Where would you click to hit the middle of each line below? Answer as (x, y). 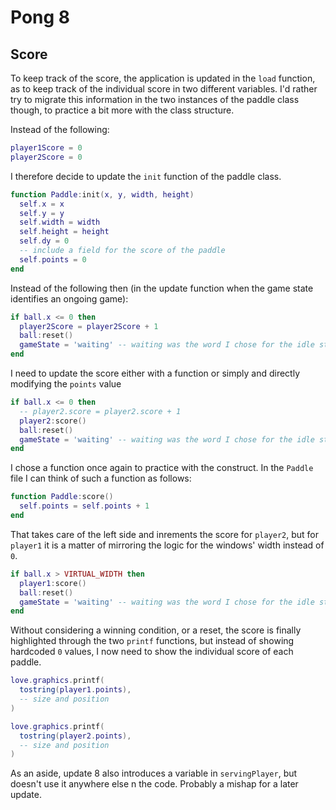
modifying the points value (66, 384)
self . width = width (60, 222)
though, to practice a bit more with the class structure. (122, 110)
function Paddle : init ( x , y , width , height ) (102, 194)
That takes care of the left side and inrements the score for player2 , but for (165, 534)
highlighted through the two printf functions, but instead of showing (152, 641)
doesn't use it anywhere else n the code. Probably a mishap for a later (154, 784)
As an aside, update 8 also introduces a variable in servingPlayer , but (154, 773)
